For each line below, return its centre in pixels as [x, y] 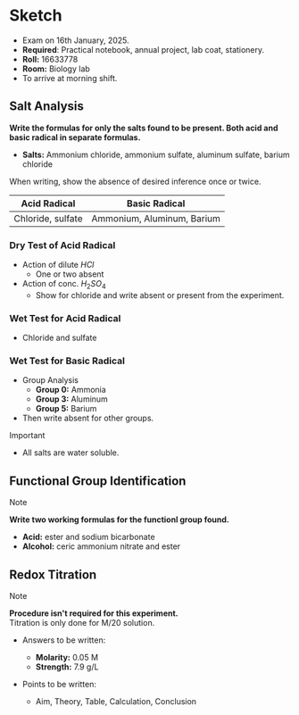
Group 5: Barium [66, 409]
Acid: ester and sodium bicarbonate [88, 537]
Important [27, 436]
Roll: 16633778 [50, 59]
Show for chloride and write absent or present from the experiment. [160, 295]
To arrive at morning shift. [70, 78]
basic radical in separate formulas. [75, 137]
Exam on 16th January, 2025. [75, 40]
